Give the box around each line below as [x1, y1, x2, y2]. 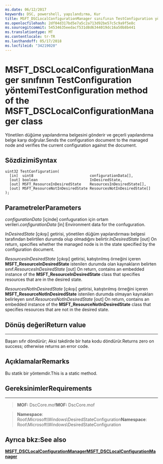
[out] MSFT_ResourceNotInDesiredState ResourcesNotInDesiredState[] [9, 186, 151, 191]
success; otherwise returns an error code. [5, 344, 89, 349]
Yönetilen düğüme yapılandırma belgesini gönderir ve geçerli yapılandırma [5, 132, 154, 137]
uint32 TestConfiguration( [5, 169, 60, 174]
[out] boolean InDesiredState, [9, 178, 123, 183]
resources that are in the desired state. [5, 276, 82, 282]
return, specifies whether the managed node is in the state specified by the [5, 241, 155, 247]
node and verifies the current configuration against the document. [5, 142, 137, 148]
